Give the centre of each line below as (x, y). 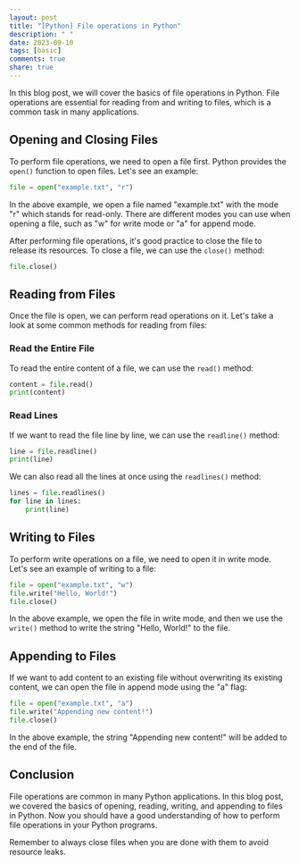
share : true (31, 68)
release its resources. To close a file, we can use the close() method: (137, 250)
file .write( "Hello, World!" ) (63, 593)
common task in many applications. (75, 112)
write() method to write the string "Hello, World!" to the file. (120, 628)
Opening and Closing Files (84, 140)
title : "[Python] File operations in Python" (95, 26)
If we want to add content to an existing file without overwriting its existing (146, 678)
